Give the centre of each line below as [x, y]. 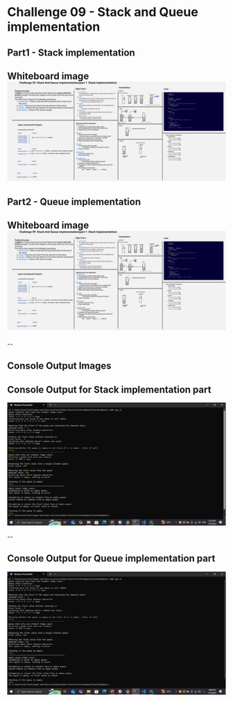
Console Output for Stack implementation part [109, 389]
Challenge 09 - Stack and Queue [103, 12]
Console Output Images [60, 366]
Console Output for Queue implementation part [111, 558]
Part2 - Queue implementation [74, 201]
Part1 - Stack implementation [71, 53]
